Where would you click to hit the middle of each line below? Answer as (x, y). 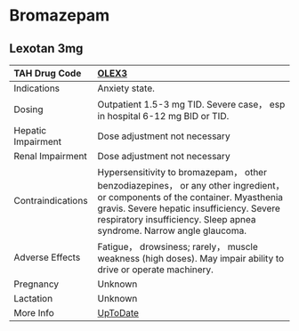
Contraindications (51, 201)
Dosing (28, 109)
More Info (34, 313)
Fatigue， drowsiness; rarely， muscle (178, 247)
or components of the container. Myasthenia (190, 197)
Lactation (33, 299)
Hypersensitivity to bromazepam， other (182, 172)
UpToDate (118, 313)
